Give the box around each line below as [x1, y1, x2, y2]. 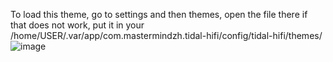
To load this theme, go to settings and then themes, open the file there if [10, 9, 308, 20]
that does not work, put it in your [10, 19, 145, 31]
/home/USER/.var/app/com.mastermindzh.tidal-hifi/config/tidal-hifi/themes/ [10, 30, 323, 41]
